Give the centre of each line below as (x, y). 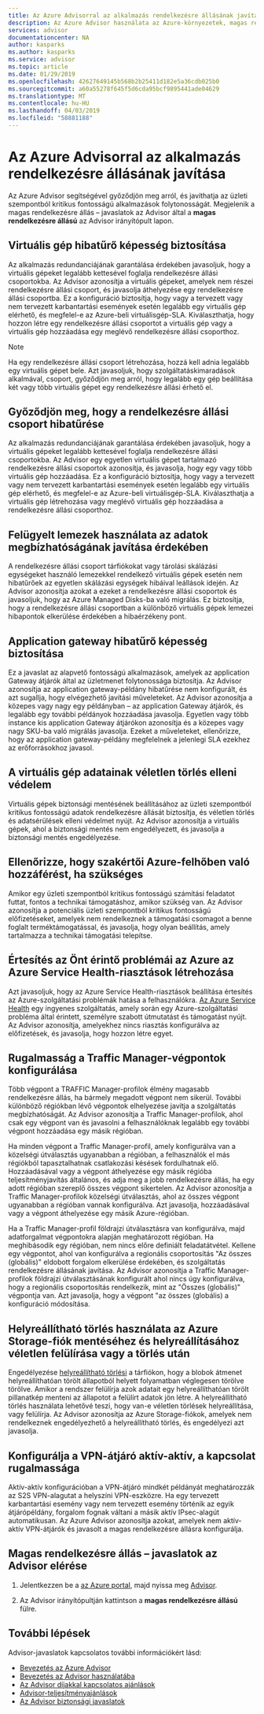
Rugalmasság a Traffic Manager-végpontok (117, 1058)
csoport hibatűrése (56, 424)
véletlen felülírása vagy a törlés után (99, 1353)
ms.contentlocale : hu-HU (49, 103)
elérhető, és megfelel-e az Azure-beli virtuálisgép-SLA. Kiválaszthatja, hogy (131, 314)
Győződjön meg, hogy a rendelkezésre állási (119, 412)
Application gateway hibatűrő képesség (108, 641)
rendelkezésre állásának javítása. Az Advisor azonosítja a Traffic (112, 1270)
